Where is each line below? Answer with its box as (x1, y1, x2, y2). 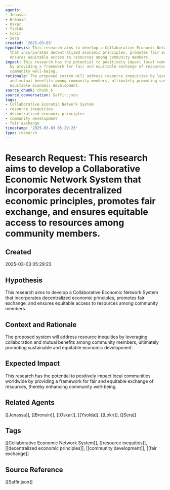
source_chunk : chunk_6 (5, 87, 53, 93)
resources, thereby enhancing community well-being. (5, 383, 117, 389)
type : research (5, 130, 37, 135)
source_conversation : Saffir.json (5, 92, 78, 97)
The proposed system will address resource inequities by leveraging (5, 334, 148, 340)
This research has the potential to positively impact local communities (5, 373, 151, 379)
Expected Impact (5, 359, 60, 368)
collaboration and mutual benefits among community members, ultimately (5, 339, 159, 345)
